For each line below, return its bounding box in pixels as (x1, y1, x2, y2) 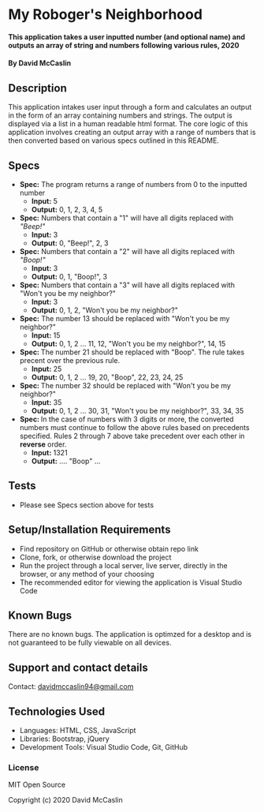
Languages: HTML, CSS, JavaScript (19, 726, 136, 735)
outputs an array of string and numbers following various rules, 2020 (8, 40, 240, 50)
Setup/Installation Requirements (8, 523, 171, 537)
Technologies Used (8, 705, 105, 718)
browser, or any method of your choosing (19, 569, 155, 578)
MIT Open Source (8, 780, 65, 790)
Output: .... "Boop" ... (31, 456, 101, 466)
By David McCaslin (8, 58, 72, 68)
